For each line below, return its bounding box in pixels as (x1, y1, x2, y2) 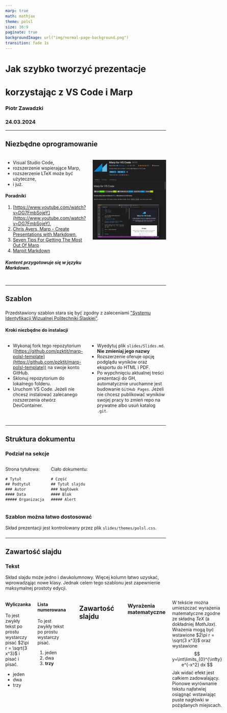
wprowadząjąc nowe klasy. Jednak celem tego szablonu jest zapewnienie (5, 579, 161, 585)
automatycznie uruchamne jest (96, 381, 162, 387)
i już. (12, 181, 23, 187)
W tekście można (172, 599, 209, 605)
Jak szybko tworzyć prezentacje (5, 63, 146, 75)
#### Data (5, 492, 27, 497)
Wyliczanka (5, 601, 31, 607)
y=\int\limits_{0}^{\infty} (172, 656, 222, 662)
